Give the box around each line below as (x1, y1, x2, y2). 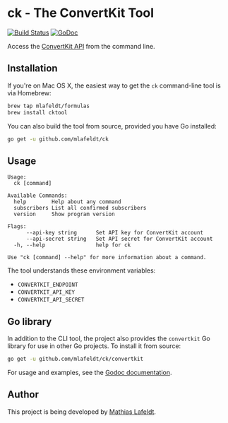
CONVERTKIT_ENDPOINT (17, 281, 78, 289)
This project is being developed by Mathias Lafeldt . (7, 407, 157, 416)
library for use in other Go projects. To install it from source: (7, 342, 181, 350)
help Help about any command (13, 198, 121, 205)
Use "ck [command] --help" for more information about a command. (7, 254, 207, 261)
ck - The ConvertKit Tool (7, 5, 154, 21)
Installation (7, 62, 58, 75)
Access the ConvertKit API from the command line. (7, 42, 155, 50)
